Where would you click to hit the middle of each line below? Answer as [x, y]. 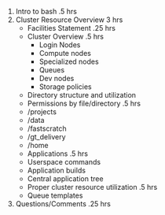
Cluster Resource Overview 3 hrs [69, 20]
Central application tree [65, 179]
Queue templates [55, 195]
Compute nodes [65, 53]
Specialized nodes [69, 61]
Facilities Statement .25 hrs [71, 28]
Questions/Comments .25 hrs [63, 204]
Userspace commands [64, 162]
